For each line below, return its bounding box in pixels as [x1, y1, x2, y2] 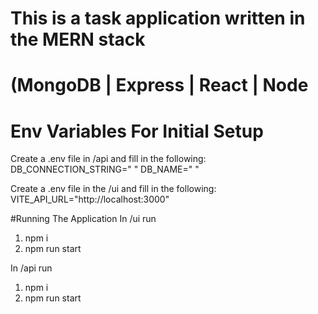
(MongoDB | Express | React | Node [10, 74, 309, 97]
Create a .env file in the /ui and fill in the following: [10, 183, 217, 195]
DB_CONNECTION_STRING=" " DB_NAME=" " [10, 163, 200, 176]
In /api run [10, 262, 53, 274]
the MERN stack [10, 28, 146, 51]
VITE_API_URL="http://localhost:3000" [10, 193, 170, 206]
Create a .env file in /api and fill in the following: [10, 153, 207, 165]
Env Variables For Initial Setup [10, 120, 264, 142]
